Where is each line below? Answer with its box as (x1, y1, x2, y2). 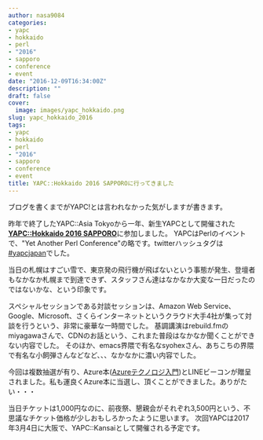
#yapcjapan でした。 (8, 248, 75, 258)
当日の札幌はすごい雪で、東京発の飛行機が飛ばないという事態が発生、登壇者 (8, 265, 256, 274)
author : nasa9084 (8, 11, 65, 20)
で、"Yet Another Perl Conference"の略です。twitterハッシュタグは (8, 238, 224, 247)
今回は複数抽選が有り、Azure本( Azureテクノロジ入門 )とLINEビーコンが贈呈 (8, 367, 252, 376)
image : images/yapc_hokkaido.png (15, 107, 125, 115)
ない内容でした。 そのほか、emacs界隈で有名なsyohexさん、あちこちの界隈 (8, 340, 254, 350)
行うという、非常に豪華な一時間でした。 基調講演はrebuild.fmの (21, 321, 229, 330)
